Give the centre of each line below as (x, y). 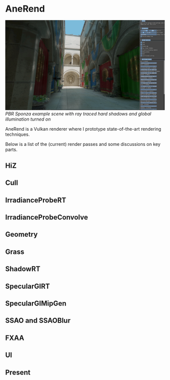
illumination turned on (28, 119)
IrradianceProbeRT (36, 200)
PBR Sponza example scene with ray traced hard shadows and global (78, 114)
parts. (11, 149)
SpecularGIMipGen (36, 303)
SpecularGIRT (28, 286)
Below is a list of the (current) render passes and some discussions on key (83, 144)
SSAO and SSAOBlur (38, 320)
